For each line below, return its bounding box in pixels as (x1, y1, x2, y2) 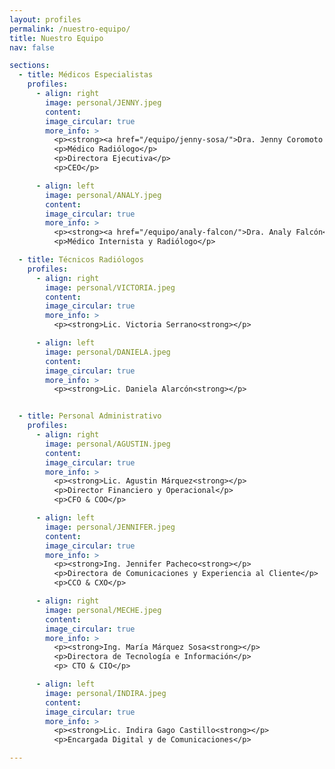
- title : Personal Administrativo (18, 411, 162, 421)
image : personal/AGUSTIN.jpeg (45, 439, 171, 449)
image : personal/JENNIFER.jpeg (45, 522, 176, 532)
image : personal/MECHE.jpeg (45, 605, 162, 615)
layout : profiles (9, 14, 82, 25)
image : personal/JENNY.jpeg (45, 97, 162, 108)
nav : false (9, 42, 55, 53)
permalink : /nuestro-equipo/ (9, 24, 131, 34)
